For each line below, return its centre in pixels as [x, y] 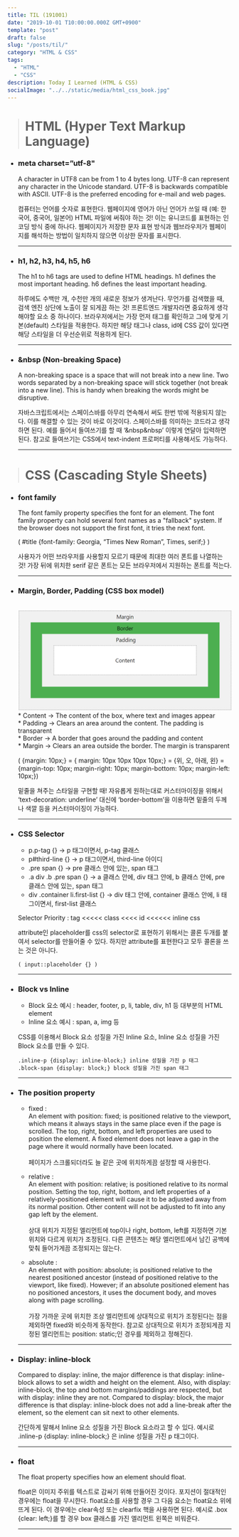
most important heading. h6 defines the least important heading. [112, 284]
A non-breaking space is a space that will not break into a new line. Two [123, 375]
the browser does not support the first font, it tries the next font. [111, 528]
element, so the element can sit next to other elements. [99, 1413]
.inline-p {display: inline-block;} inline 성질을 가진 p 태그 [108, 1061]
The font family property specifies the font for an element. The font [116, 513]
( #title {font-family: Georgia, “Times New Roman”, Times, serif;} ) [113, 541]
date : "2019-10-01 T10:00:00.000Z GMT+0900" [74, 22]
